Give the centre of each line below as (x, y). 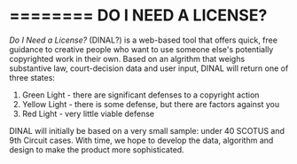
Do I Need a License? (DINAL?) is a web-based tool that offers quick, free (143, 40)
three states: (32, 77)
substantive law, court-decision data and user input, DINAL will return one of (149, 68)
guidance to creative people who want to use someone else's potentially (141, 49)
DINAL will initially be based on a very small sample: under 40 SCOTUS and (147, 130)
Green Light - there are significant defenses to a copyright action (141, 95)
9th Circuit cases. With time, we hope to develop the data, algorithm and (141, 140)
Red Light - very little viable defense (88, 113)
